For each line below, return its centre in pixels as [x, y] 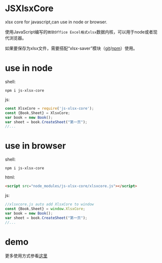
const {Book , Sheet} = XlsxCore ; [37, 113]
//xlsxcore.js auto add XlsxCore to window [50, 204]
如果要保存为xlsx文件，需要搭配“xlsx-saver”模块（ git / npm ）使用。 [71, 48]
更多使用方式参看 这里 [26, 256]
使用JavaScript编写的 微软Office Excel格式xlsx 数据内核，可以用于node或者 [79, 32]
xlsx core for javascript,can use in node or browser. [56, 22]
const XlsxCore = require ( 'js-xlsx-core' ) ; [50, 108]
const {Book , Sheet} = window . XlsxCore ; [45, 209]
